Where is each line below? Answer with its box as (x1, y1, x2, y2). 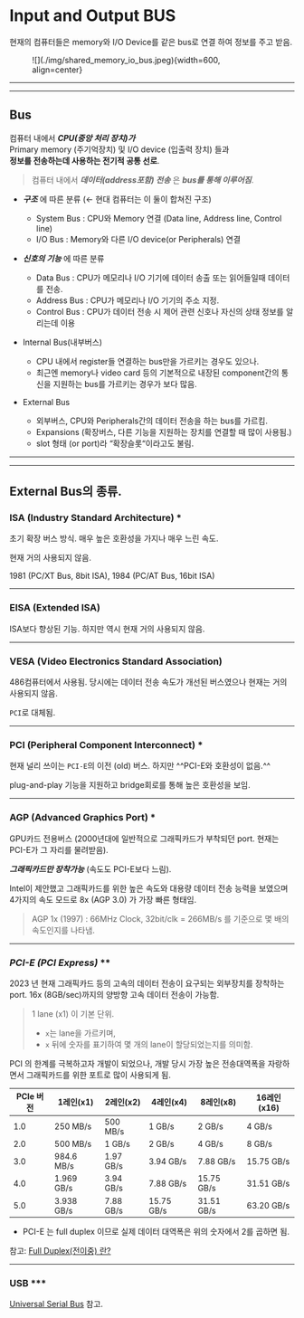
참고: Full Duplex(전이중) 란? (9, 1246, 111, 1256)
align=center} (32, 64, 83, 75)
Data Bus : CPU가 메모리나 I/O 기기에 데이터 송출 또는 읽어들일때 (35, 272, 266, 283)
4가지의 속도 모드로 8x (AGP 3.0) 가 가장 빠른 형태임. (9, 894, 197, 905)
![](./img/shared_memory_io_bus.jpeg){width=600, (32, 54, 221, 65)
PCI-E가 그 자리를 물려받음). (9, 844, 109, 855)
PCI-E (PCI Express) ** (9, 956, 111, 969)
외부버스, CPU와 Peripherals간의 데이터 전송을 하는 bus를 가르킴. (35, 415, 269, 426)
